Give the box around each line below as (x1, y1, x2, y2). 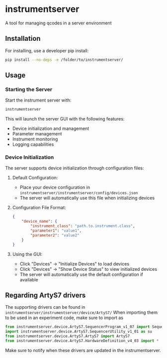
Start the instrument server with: (5, 97, 72, 103)
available (19, 276, 38, 282)
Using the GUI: (12, 251, 43, 257)
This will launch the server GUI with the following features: (5, 116, 125, 122)
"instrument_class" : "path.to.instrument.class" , (30, 224, 135, 229)
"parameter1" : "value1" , (30, 228, 82, 234)
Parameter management (12, 131, 62, 137)
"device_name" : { (21, 219, 58, 224)
